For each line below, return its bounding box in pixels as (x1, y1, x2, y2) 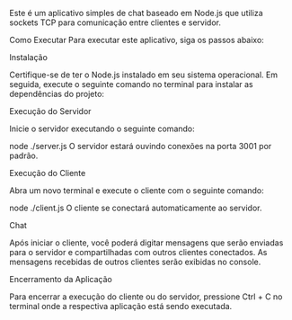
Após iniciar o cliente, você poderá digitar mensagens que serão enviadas (9, 237, 284, 248)
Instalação (9, 52, 48, 62)
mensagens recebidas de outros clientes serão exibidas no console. (9, 256, 261, 267)
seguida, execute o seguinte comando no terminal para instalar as (9, 79, 253, 89)
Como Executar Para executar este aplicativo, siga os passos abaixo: (9, 35, 265, 45)
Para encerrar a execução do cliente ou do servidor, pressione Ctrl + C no (9, 291, 283, 302)
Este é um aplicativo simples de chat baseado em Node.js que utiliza (9, 8, 263, 18)
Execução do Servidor (9, 106, 92, 116)
